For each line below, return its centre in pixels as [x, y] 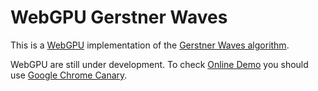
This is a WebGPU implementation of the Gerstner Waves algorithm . [150, 45]
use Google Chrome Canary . [69, 75]
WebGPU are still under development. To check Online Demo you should [159, 64]
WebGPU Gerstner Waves [119, 17]
